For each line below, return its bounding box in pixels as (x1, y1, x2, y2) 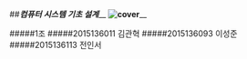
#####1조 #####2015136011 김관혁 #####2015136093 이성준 (9, 28, 238, 39)
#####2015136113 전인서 (9, 40, 102, 50)
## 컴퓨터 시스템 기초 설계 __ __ (9, 9, 148, 19)
